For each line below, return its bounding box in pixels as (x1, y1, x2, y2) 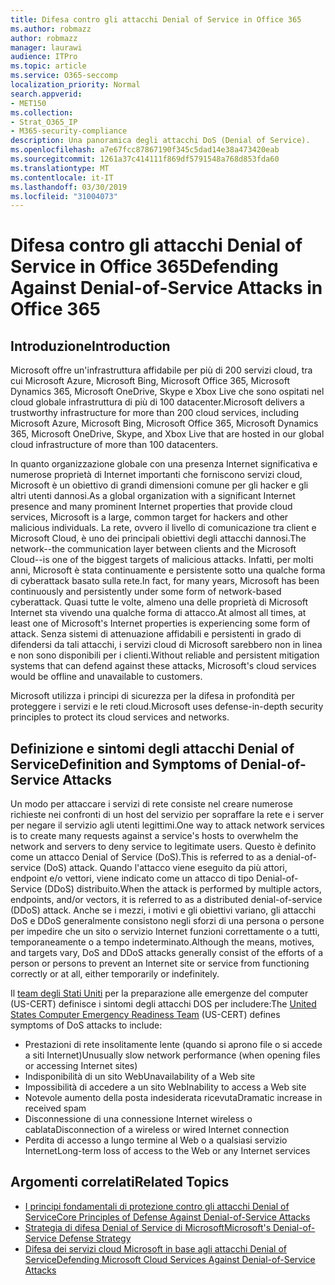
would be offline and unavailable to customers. (10, 671, 203, 683)
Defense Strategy (58, 1232, 132, 1244)
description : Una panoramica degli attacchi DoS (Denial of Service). (10, 136, 311, 146)
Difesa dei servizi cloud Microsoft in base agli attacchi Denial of (24, 1242, 287, 1255)
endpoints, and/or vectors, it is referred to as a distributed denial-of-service (10, 894, 323, 906)
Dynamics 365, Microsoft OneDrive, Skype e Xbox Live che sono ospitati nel (10, 386, 325, 398)
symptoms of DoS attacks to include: (10, 1019, 163, 1031)
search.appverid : (10, 89, 83, 99)
